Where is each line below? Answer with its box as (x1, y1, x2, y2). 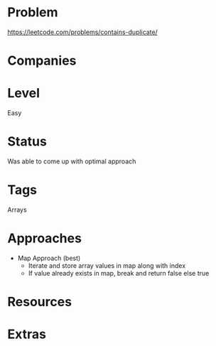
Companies (7, 53, 77, 69)
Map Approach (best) (17, 254, 81, 262)
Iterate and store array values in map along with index (28, 261, 186, 270)
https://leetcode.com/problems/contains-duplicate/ (7, 28, 158, 36)
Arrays (7, 205, 27, 214)
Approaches (7, 230, 82, 247)
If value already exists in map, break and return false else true (28, 269, 210, 277)
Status (7, 134, 48, 150)
